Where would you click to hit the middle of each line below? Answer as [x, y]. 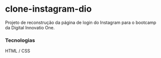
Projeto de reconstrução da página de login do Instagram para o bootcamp [81, 22]
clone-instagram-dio [48, 9]
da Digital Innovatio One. [30, 27]
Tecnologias [20, 40]
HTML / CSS [18, 51]
